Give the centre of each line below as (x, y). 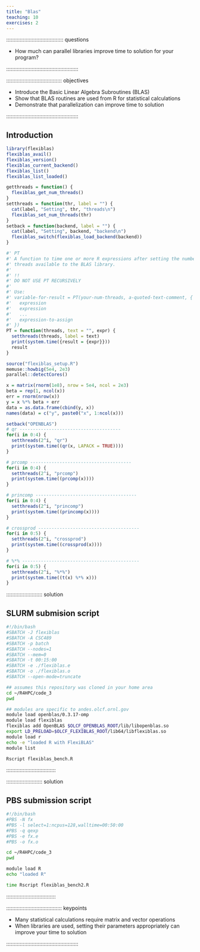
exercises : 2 (22, 23)
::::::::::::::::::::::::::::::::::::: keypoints (47, 908)
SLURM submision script (53, 613)
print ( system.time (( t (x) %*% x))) (54, 578)
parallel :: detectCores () (37, 375)
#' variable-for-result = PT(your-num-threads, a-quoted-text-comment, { (100, 298)
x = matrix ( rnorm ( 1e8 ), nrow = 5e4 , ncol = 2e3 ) (68, 386)
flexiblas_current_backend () (42, 165)
